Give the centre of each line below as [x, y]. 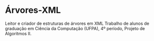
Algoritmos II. [18, 33]
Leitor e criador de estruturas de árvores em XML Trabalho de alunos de [77, 23]
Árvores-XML [33, 10]
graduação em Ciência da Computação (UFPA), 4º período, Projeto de [75, 28]
